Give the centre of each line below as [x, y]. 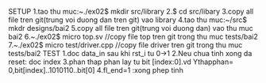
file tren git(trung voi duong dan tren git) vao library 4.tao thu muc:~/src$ [128, 20]
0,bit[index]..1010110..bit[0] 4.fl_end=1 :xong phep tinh [96, 70]
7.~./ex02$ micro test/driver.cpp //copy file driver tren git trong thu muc [125, 45]
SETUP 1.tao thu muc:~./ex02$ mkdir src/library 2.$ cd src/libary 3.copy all [131, 11]
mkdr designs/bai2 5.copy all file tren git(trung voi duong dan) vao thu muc [131, 28]
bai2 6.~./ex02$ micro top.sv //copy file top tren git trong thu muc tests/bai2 [133, 36]
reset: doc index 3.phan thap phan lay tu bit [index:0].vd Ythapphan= [121, 62]
